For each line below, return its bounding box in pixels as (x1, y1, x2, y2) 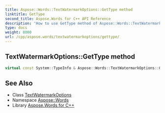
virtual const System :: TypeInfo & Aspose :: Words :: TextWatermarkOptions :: (5, 66, 160, 70)
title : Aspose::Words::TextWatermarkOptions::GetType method (5, 7, 133, 12)
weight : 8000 (5, 30, 32, 35)
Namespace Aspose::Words (12, 97, 69, 103)
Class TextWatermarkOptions (12, 92, 72, 98)
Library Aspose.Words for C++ (12, 102, 75, 108)
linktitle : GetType (5, 12, 45, 17)
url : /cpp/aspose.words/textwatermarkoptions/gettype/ (5, 35, 120, 40)
